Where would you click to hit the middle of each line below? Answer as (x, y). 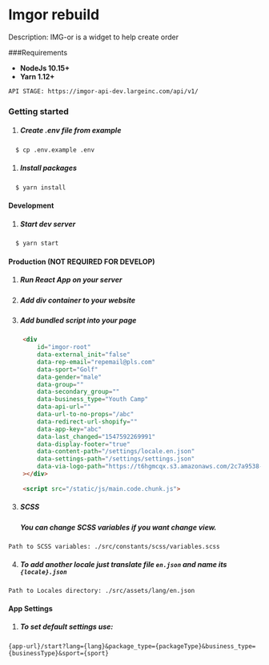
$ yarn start (37, 243)
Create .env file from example (70, 131)
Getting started (39, 112)
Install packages (48, 168)
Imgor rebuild (54, 15)
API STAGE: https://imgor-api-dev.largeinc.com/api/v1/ (103, 91)
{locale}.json (43, 572)
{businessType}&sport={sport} (59, 653)
